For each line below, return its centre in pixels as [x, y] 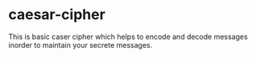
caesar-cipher [57, 15]
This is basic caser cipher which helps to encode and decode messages [128, 37]
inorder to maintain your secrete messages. [81, 44]
